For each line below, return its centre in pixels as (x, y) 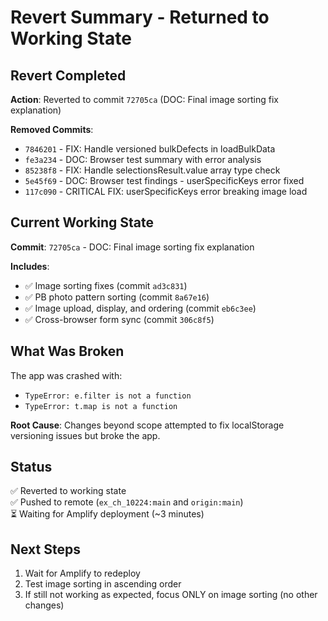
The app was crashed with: (66, 375)
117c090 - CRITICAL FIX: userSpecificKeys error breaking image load (166, 191)
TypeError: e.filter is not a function (108, 396)
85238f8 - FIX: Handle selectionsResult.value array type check (152, 170)
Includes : (30, 266)
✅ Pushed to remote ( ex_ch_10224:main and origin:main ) (127, 502)
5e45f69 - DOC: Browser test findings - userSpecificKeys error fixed (164, 180)
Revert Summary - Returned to (140, 17)
